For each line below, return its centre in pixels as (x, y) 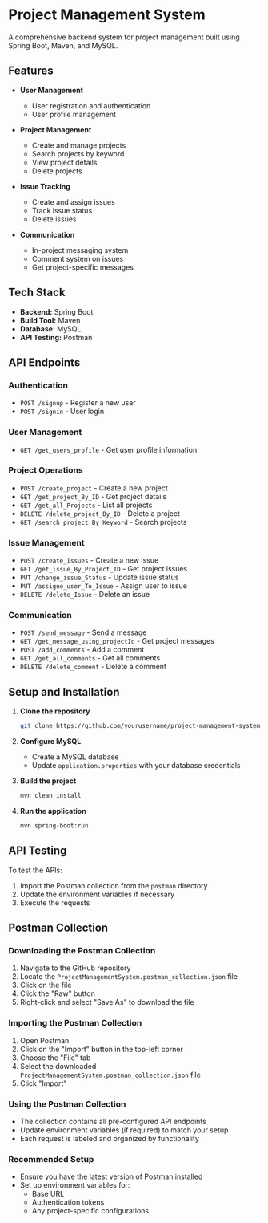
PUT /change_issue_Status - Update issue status (99, 577)
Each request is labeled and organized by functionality (110, 1138)
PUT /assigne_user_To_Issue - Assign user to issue (104, 586)
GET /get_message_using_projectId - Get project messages (117, 641)
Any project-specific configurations (90, 1211)
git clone (36, 726)
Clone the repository (55, 711)
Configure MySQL (50, 742)
